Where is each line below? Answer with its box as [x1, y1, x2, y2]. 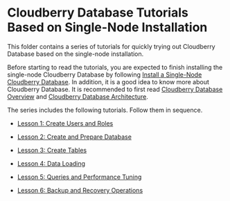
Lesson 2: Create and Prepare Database [17, 133, 132, 141]
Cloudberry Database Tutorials [7, 5, 188, 21]
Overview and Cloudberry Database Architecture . [7, 92, 149, 101]
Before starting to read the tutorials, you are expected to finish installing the [7, 63, 223, 71]
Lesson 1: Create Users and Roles [17, 119, 114, 127]
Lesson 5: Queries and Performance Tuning [17, 173, 142, 181]
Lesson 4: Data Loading [17, 159, 85, 167]
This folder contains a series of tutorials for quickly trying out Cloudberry [7, 42, 216, 50]
